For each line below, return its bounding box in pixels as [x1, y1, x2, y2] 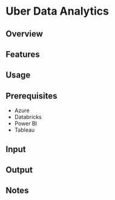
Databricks [14, 113, 42, 121]
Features [5, 49, 40, 59]
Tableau [14, 126, 35, 134]
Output [5, 165, 33, 175]
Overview [5, 29, 44, 39]
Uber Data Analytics [5, 4, 110, 18]
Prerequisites [5, 90, 57, 101]
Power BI [14, 120, 38, 127]
